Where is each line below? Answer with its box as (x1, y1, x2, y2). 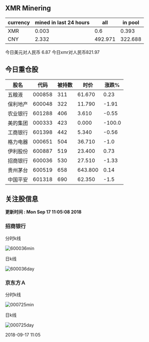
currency (8, 19, 30, 26)
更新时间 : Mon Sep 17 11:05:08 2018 (5, 209, 82, 215)
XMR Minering (5, 4, 51, 13)
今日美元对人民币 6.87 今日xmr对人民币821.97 (5, 49, 100, 55)
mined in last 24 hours (35, 19, 90, 26)
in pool (122, 19, 139, 26)
